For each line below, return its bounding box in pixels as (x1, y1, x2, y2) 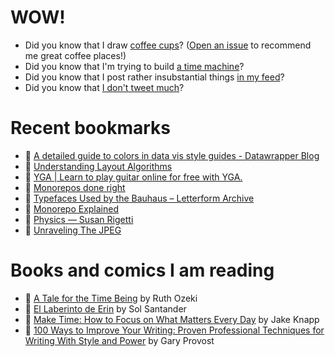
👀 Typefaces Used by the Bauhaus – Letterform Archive (24, 192, 255, 204)
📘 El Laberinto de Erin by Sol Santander (24, 302, 187, 315)
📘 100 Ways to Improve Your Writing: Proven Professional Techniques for (24, 324, 325, 336)
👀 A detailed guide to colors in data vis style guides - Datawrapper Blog (24, 149, 320, 161)
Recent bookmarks (10, 117, 172, 140)
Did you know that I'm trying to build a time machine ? (24, 60, 245, 72)
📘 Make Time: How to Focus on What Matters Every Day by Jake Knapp (24, 313, 320, 325)
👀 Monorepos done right (24, 181, 126, 193)
